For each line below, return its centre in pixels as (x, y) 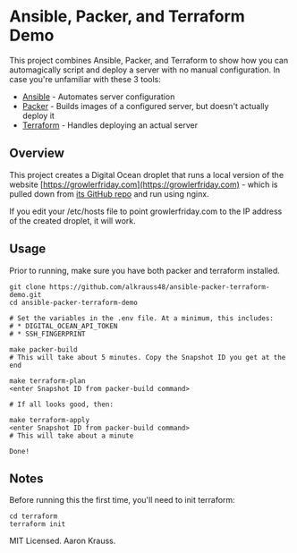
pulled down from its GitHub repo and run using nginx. (109, 193)
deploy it (38, 115)
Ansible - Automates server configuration (98, 97)
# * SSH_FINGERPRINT (48, 334)
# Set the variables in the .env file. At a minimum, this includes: (142, 318)
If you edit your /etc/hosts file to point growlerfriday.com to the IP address (146, 211)
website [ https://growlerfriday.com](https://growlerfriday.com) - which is (144, 184)
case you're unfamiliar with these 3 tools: (85, 79)
